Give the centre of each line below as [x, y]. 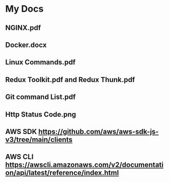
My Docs [25, 9]
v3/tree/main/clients [39, 139]
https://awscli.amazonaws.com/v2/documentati [84, 165]
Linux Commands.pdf [40, 62]
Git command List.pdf [41, 97]
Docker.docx [26, 45]
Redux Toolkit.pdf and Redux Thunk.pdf [70, 80]
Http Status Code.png [41, 114]
